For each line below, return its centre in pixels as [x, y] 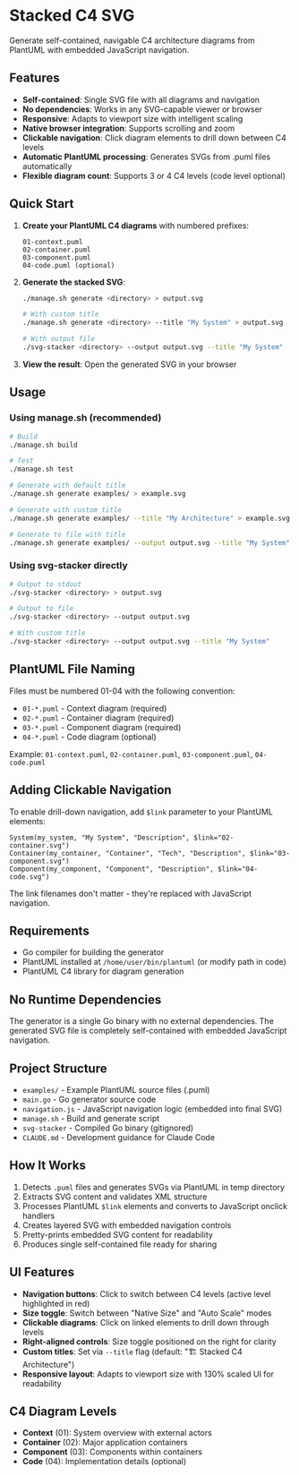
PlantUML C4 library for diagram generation [103, 971]
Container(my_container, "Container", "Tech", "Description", [128, 853]
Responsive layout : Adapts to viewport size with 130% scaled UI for [148, 1374]
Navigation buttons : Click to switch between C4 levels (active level [146, 1293]
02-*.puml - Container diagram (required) [98, 718]
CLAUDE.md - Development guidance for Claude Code [119, 1137]
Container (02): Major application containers [105, 1443]
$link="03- [270, 853]
